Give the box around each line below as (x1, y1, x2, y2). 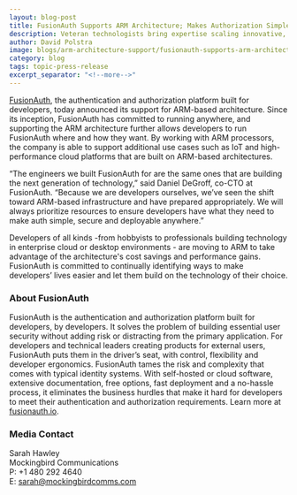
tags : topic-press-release (9, 63, 109, 72)
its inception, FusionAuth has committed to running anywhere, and (9, 113, 251, 124)
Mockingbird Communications (9, 457, 119, 468)
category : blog (9, 54, 65, 63)
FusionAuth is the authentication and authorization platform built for (9, 312, 255, 323)
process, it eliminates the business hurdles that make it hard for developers (9, 387, 283, 398)
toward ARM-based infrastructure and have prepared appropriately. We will (9, 196, 284, 207)
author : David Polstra (9, 37, 93, 47)
